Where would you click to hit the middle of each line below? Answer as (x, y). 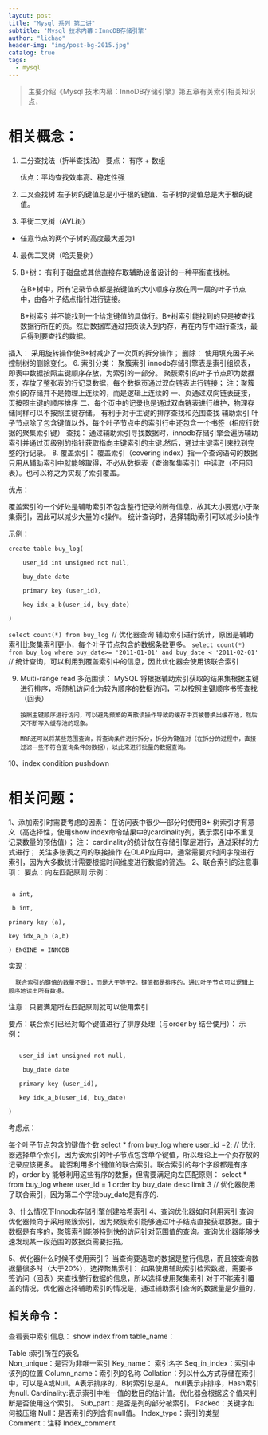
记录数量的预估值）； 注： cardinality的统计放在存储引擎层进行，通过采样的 (130, 842)
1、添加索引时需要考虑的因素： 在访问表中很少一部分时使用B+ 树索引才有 (128, 822)
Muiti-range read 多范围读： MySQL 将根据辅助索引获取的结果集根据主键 (139, 678)
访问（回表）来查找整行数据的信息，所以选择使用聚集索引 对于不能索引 (131, 1278)
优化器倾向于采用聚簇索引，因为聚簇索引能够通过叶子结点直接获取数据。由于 (134, 1221)
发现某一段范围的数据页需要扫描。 (71, 1241)
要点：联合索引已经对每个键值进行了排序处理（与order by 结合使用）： (123, 1024)
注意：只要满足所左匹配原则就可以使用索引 (78, 1006)
